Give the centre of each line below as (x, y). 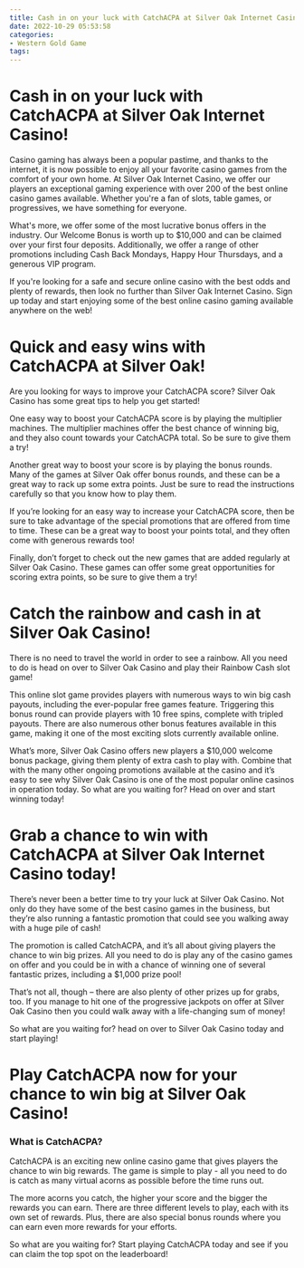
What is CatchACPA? (56, 1141)
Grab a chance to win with (109, 836)
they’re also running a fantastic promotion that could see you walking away (149, 918)
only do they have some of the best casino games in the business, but (140, 908)
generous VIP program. (53, 264)
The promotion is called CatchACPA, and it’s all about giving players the (142, 945)
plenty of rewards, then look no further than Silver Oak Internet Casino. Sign (151, 292)
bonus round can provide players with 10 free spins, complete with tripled (146, 714)
